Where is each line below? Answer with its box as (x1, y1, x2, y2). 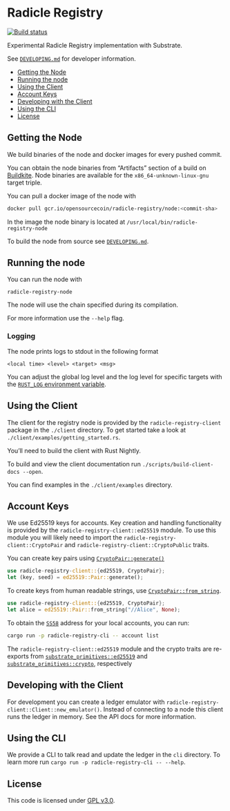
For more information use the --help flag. (7, 314, 124, 323)
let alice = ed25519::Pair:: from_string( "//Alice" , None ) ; (7, 606, 181, 613)
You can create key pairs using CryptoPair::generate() (7, 554, 164, 562)
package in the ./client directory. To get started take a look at (7, 426, 186, 434)
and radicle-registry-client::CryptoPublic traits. (64, 541, 209, 549)
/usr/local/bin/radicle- (126, 219, 198, 226)
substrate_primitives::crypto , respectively (7, 659, 133, 667)
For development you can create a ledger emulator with (7, 698, 165, 706)
